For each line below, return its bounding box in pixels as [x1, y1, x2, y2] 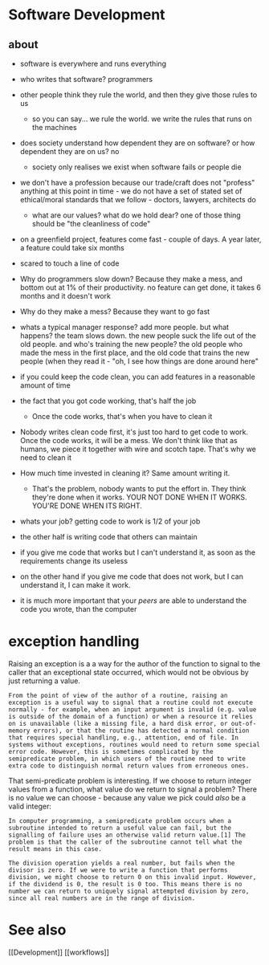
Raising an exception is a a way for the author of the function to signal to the [8, 658, 261, 668]
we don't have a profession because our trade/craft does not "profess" [19, 178, 255, 187]
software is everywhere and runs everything [19, 59, 167, 68]
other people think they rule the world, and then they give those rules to [19, 90, 258, 100]
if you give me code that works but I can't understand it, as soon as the [19, 548, 255, 557]
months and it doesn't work [19, 291, 111, 300]
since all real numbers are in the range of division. [8, 894, 196, 902]
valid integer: [8, 801, 52, 811]
